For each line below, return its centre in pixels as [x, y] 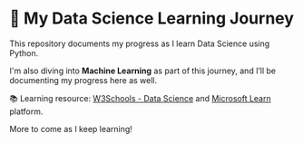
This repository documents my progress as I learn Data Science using [140, 43]
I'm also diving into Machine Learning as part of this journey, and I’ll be [143, 71]
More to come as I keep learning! [71, 129]
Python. [24, 52]
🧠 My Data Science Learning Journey [152, 19]
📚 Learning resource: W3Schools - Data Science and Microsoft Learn [140, 98]
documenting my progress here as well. [83, 80]
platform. [26, 111]
